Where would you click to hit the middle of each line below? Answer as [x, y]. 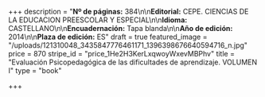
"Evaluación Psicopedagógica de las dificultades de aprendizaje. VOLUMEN [133, 62]
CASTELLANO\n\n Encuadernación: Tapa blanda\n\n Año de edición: [121, 28]
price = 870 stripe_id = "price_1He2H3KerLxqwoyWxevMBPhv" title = [121, 54]
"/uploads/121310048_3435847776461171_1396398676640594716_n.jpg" [128, 45]
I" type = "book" [35, 70]
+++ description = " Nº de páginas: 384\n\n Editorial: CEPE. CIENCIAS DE [129, 12]
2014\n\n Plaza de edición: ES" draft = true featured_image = [108, 37]
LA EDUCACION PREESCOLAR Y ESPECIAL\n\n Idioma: [98, 20]
